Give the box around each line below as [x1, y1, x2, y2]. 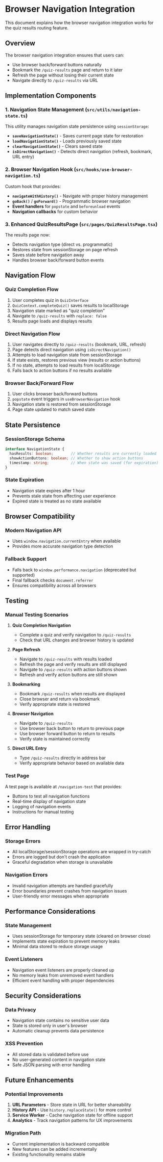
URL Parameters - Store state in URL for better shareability [12, 1102, 131, 1108]
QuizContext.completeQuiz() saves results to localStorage [12, 302, 129, 308]
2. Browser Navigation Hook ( [5, 166, 76, 173]
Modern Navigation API [5, 527, 62, 533]
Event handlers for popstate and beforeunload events [12, 203, 120, 209]
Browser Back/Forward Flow [5, 379, 74, 386]
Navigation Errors [5, 871, 48, 878]
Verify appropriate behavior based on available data [19, 760, 124, 766]
